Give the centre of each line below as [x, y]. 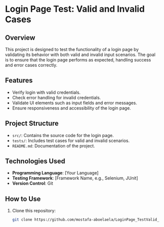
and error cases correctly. [31, 65]
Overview [20, 38]
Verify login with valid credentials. [46, 92]
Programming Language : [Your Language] [55, 173]
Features [19, 80]
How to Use [23, 199]
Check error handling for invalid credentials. [57, 97]
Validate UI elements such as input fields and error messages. [74, 103]
